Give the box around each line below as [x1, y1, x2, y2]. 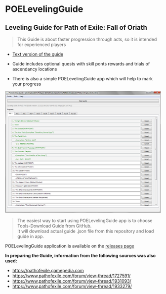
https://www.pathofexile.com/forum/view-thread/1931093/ [12, 278, 132, 284]
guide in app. [17, 234, 44, 239]
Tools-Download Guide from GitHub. [17, 223, 92, 229]
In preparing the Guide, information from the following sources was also [5, 253, 156, 259]
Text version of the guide [12, 51, 63, 57]
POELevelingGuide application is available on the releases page [5, 243, 134, 249]
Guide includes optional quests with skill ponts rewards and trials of [12, 61, 150, 66]
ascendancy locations [12, 66, 57, 72]
